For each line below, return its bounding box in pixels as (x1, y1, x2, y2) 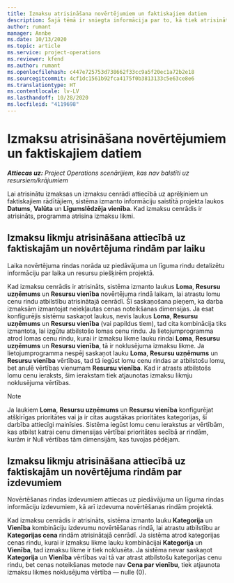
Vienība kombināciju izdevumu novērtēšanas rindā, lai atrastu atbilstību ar (7, 524, 221, 532)
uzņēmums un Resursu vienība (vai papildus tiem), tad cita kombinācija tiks (7, 319, 227, 327)
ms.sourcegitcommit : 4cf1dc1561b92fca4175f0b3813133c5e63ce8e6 (7, 75, 195, 82)
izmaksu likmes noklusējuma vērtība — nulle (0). (7, 568, 147, 577)
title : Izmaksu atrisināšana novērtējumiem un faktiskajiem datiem (7, 10, 208, 17)
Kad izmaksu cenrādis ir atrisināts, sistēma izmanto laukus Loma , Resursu (7, 282, 221, 290)
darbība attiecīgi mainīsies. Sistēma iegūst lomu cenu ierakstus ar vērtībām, (7, 420, 225, 428)
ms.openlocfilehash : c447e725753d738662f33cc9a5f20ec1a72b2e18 (7, 68, 195, 75)
